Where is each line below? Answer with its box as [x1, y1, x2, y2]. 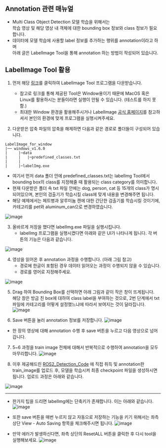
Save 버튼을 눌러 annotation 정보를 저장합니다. [12, 317, 104, 323]
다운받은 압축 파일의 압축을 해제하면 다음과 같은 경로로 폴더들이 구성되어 [12, 125, 151, 131]
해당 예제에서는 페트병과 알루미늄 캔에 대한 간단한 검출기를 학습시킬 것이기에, [12, 197, 161, 203]
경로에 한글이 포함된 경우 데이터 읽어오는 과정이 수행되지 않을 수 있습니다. [19, 262, 161, 269]
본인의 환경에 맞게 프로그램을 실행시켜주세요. [29, 115, 115, 121]
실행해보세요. [12, 437, 38, 443]
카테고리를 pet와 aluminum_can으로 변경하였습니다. [12, 204, 113, 210]
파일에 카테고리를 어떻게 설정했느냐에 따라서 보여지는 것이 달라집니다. [12, 301, 146, 307]
